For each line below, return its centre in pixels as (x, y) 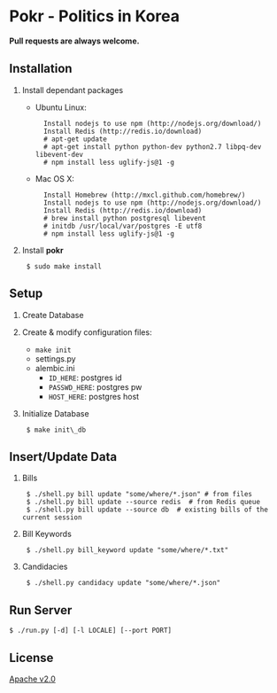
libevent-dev (59, 154)
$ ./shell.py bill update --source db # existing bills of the (147, 510)
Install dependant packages (73, 90)
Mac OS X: (55, 178)
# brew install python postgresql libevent (124, 218)
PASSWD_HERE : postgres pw (95, 386)
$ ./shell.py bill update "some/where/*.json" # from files (139, 494)
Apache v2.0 (32, 679)
